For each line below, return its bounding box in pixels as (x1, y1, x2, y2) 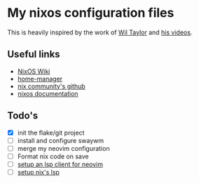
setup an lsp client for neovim (17, 160, 104, 168)
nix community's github (17, 82, 85, 90)
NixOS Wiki (17, 67, 50, 75)
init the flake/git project (17, 128, 85, 137)
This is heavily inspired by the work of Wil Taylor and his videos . (7, 28, 193, 36)
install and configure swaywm (17, 136, 104, 144)
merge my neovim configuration (17, 144, 110, 152)
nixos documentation (17, 89, 78, 97)
